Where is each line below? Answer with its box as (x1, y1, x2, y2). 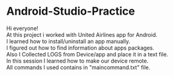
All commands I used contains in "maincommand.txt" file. (6, 63, 151, 71)
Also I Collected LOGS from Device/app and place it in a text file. (6, 50, 169, 58)
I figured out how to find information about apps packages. (6, 44, 154, 51)
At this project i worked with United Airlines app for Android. (6, 31, 158, 38)
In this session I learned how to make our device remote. (6, 57, 148, 64)
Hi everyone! (6, 25, 38, 32)
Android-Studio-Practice (6, 4, 136, 18)
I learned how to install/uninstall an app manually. (6, 37, 131, 45)
